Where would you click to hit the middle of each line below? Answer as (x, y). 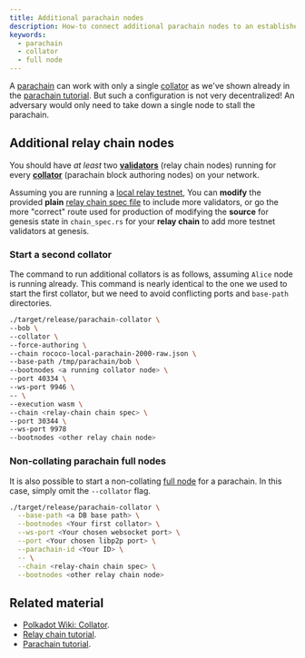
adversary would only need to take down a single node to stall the (133, 105)
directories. (31, 303)
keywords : (28, 34)
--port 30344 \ (38, 421)
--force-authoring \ (49, 345)
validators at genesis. (49, 231)
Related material (57, 603)
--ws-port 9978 (38, 429)
